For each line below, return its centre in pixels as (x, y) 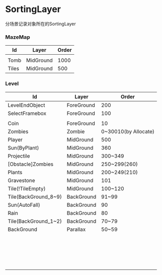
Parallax (76, 229)
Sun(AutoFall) (24, 205)
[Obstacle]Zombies (31, 164)
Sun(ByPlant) (23, 148)
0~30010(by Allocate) (128, 131)
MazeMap (18, 37)
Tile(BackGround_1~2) (35, 221)
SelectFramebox (27, 113)
